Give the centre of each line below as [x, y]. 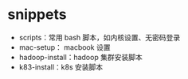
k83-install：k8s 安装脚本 [61, 67]
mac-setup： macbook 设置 [65, 47]
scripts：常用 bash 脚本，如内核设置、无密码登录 [100, 37]
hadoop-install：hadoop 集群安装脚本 [80, 57]
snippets [37, 15]
